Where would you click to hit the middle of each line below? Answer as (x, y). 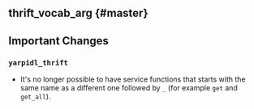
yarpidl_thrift (39, 63)
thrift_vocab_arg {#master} (78, 13)
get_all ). (35, 97)
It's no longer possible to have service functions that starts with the (133, 79)
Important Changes (59, 41)
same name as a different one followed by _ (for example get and (129, 88)
